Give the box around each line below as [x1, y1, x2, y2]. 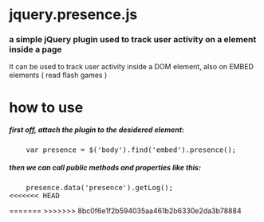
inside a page [9, 44, 62, 55]
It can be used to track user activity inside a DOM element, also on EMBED [9, 62, 254, 72]
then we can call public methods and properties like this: [9, 163, 202, 173]
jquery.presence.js [9, 6, 138, 24]
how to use [9, 98, 84, 116]
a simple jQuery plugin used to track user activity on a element [9, 34, 257, 45]
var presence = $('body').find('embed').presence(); [26, 145, 237, 154]
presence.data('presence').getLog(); [26, 183, 174, 192]
